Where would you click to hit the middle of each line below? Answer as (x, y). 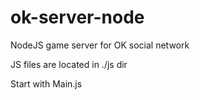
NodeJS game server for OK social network (100, 45)
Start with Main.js (46, 83)
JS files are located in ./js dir (69, 64)
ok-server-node (77, 17)
